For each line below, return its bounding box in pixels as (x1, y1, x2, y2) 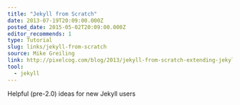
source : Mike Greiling (7, 50, 75, 57)
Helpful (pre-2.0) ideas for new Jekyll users (7, 89, 136, 98)
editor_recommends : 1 (7, 30, 72, 38)
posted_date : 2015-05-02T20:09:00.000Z (7, 23, 126, 31)
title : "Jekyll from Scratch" (7, 10, 98, 18)
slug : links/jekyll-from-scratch (7, 43, 107, 50)
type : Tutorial (7, 37, 53, 44)
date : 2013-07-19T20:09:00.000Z (7, 17, 104, 24)
